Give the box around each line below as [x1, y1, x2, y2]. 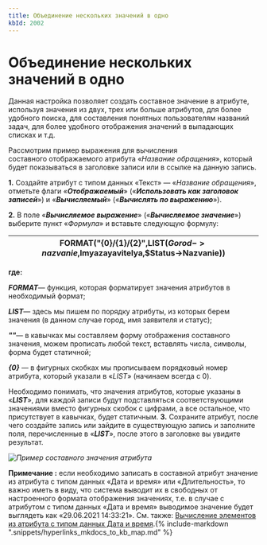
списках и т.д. [8, 130, 56, 140]
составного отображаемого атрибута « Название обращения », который [8, 154, 253, 164]
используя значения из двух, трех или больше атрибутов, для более [8, 105, 242, 115]
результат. [8, 438, 44, 447]
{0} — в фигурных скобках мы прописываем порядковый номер [8, 363, 228, 372]
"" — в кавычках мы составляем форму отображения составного [8, 331, 230, 341]
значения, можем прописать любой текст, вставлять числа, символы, [8, 339, 247, 348]
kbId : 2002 [8, 19, 44, 27]
